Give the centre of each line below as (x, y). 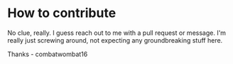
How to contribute (62, 13)
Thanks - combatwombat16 (48, 54)
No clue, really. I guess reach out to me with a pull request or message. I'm (116, 33)
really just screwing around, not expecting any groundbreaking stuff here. (115, 40)
